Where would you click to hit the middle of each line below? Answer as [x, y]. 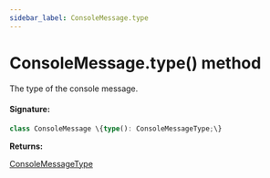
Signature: [30, 110]
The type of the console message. [74, 89]
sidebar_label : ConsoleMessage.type [79, 18]
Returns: [26, 146]
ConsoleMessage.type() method [135, 63]
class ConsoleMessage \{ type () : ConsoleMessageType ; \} [116, 129]
